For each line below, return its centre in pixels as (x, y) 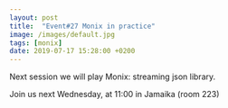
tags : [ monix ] (36, 43)
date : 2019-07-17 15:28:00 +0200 (72, 51)
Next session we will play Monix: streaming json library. (113, 76)
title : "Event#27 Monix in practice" (82, 26)
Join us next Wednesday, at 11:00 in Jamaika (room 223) (114, 94)
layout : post (34, 18)
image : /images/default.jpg (62, 34)
